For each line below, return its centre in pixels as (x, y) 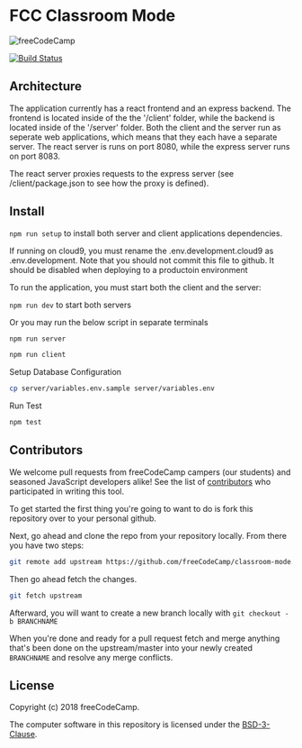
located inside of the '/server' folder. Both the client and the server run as (145, 127)
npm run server (38, 339)
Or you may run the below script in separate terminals (109, 322)
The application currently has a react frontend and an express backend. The (151, 108)
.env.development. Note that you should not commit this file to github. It (142, 260)
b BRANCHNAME (34, 621)
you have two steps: (47, 545)
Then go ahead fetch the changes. (73, 579)
